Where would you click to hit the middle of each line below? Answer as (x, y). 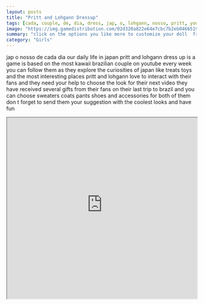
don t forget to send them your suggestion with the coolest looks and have (99, 102)
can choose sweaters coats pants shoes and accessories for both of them (99, 95)
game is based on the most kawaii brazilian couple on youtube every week (99, 63)
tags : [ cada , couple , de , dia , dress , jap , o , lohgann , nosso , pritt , (97, 23)
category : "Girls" (29, 40)
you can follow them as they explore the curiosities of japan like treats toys (99, 70)
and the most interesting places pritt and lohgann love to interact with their (99, 76)
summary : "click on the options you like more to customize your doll (97, 34)
